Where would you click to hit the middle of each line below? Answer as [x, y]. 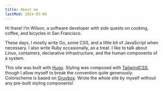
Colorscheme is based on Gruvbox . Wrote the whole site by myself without [81, 78]
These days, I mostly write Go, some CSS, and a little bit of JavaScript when [82, 42]
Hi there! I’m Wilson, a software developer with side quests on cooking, [77, 28]
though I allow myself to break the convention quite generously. [69, 73]
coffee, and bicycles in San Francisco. [44, 33]
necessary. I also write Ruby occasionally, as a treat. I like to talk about [76, 48]
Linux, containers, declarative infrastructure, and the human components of [81, 53]
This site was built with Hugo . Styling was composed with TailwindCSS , [77, 67]
